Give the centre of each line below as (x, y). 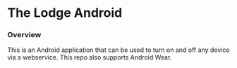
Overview (24, 35)
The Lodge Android (65, 13)
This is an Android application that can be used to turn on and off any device (119, 50)
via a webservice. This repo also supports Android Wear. (90, 57)
